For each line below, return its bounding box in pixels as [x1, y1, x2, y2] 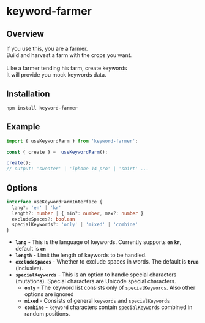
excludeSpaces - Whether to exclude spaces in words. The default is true [15, 258, 199, 265]
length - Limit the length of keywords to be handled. [15, 251, 147, 259]
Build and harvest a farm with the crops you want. [6, 51, 132, 59]
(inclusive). [15, 265, 43, 272]
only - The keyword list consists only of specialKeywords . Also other [24, 284, 196, 292]
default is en [15, 245, 46, 253]
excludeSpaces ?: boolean [12, 216, 75, 222]
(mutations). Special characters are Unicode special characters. [15, 278, 176, 285]
